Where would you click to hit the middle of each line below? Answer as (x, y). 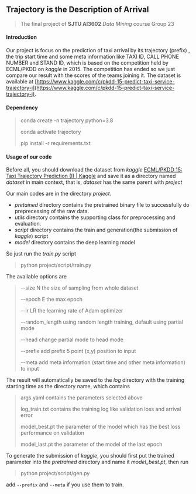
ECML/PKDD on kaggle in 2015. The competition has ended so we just (91, 69)
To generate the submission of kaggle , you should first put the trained (90, 456)
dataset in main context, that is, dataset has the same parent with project (94, 182)
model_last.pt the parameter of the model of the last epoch (91, 444)
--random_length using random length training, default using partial (102, 322)
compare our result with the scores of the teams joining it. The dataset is (94, 75)
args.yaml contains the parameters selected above (81, 398)
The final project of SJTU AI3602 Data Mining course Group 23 (97, 23)
